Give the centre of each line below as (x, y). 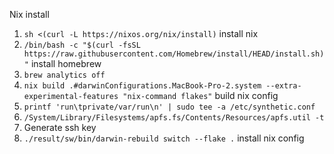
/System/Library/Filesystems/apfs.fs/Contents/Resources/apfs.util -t (174, 118)
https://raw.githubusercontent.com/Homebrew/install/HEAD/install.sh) (174, 54)
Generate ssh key (60, 127)
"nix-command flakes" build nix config (200, 95)
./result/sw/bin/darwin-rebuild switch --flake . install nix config (164, 138)
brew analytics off (64, 75)
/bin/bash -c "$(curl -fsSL (82, 45)
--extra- (283, 86)
